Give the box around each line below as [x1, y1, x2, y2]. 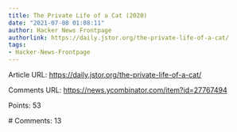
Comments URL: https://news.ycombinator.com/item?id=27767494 [8, 85, 228, 95]
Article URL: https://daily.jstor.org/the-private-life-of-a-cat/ [8, 70, 202, 79]
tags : [8, 41, 26, 49]
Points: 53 [8, 100, 41, 110]
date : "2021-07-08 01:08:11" [8, 19, 105, 27]
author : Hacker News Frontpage [8, 26, 112, 34]
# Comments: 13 [8, 116, 62, 125]
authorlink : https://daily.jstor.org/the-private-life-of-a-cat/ [8, 33, 229, 42]
